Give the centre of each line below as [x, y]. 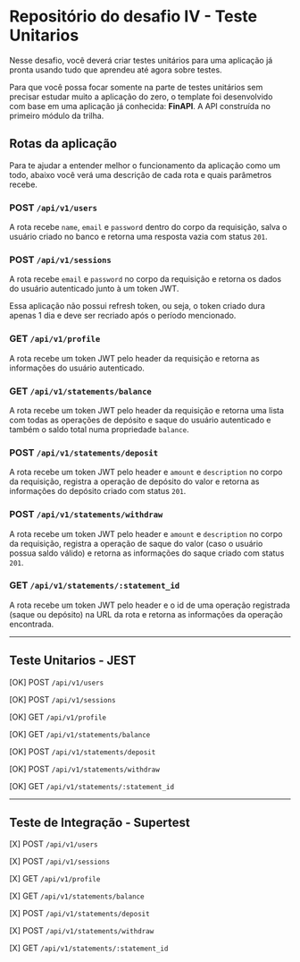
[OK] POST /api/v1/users [57, 682]
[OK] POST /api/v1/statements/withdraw [85, 769]
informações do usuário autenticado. [77, 368]
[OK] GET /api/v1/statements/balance [80, 734]
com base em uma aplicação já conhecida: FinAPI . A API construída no [140, 106]
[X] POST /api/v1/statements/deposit [79, 914]
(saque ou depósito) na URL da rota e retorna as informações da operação [146, 614]
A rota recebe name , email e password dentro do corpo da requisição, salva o [148, 227]
